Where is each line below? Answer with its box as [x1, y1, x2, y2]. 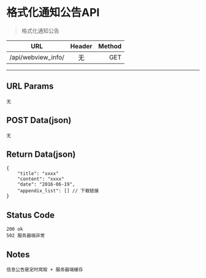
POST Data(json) [6, 115, 72, 126]
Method [97, 42, 122, 50]
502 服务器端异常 [6, 233, 45, 239]
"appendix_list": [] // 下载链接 [17, 188, 99, 194]
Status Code [6, 209, 55, 220]
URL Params [6, 81, 54, 92]
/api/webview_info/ [9, 53, 64, 61]
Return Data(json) [6, 149, 76, 159]
